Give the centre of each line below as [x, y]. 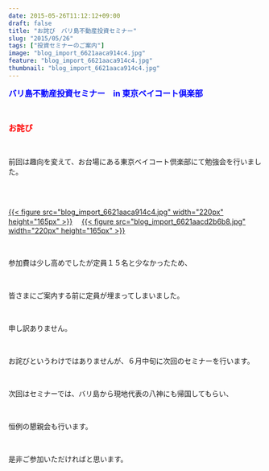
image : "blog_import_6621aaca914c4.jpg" [77, 53]
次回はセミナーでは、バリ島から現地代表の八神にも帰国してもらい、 [121, 393]
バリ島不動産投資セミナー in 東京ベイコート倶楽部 [106, 93]
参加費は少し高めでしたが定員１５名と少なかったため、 [100, 262]
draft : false [30, 23]
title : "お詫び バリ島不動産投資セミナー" [72, 31]
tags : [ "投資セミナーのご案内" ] [56, 46]
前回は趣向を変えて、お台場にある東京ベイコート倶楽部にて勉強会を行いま [132, 161]
